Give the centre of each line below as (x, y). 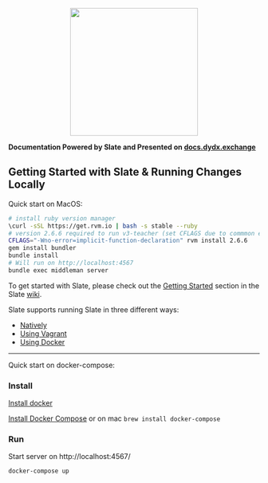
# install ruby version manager (62, 218)
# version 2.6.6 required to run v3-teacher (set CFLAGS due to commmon (132, 233)
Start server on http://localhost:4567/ (70, 457)
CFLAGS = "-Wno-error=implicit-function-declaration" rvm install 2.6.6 (128, 241)
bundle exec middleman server (59, 270)
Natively (33, 325)
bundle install (33, 255)
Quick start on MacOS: (45, 204)
